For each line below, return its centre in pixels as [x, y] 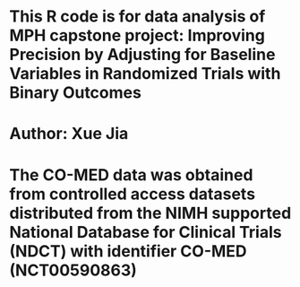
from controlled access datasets [133, 194]
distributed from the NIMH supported [150, 213]
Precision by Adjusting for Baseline [142, 55]
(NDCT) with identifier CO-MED [129, 251]
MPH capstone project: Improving [137, 35]
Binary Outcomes [75, 93]
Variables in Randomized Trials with [145, 74]
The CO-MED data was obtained [131, 174]
